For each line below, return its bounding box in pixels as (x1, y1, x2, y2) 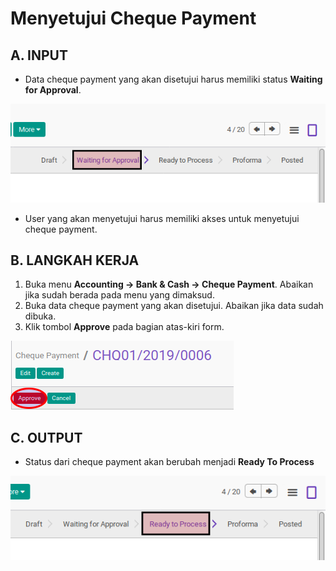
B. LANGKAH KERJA (10, 252, 140, 269)
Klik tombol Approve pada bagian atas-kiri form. (24, 321, 225, 333)
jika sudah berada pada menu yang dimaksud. (24, 289, 215, 301)
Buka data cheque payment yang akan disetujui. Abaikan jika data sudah (24, 300, 324, 312)
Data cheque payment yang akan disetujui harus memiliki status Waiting (24, 73, 323, 85)
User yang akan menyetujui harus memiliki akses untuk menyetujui (24, 212, 300, 224)
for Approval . (24, 84, 82, 96)
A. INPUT (10, 47, 68, 64)
